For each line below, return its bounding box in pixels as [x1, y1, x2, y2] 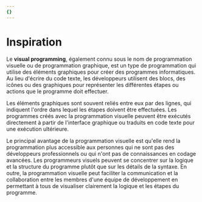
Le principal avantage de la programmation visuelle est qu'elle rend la [6, 137, 181, 144]
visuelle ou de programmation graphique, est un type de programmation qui [6, 61, 197, 69]
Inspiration [6, 35, 62, 49]
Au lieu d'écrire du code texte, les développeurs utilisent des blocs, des [6, 74, 186, 82]
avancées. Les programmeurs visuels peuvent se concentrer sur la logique [6, 156, 193, 164]
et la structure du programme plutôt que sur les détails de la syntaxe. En [6, 162, 187, 170]
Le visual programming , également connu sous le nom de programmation [6, 55, 192, 63]
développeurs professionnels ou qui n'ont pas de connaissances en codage [6, 150, 197, 157]
